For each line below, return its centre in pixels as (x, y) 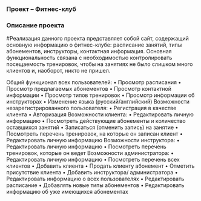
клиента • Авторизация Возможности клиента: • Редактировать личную (100, 114)
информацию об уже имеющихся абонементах (67, 192)
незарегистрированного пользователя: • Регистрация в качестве (91, 108)
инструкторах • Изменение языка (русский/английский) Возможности (98, 102)
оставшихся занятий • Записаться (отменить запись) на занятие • (92, 127)
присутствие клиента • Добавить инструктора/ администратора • (92, 173)
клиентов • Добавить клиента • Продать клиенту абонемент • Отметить (100, 166)
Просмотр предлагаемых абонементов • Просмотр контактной (89, 89)
